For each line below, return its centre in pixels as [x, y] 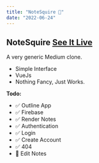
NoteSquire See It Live [50, 42]
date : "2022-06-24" [31, 18]
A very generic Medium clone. [44, 57]
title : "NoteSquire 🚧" [35, 12]
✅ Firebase [29, 112]
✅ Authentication [37, 126]
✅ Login [25, 133]
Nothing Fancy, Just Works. [50, 82]
